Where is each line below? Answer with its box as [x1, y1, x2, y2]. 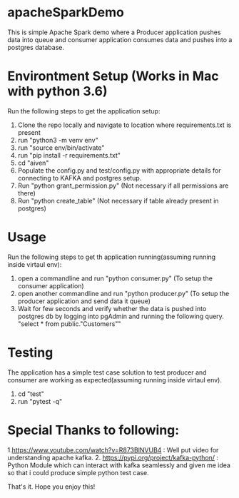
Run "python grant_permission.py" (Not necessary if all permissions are [17, 181, 229, 190]
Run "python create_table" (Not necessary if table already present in [17, 196, 219, 205]
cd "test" [17, 390, 44, 398]
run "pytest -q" [17, 397, 63, 405]
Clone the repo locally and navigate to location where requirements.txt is [17, 121, 232, 129]
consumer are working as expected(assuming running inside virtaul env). [7, 375, 223, 384]
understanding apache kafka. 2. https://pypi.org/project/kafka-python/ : [7, 453, 219, 462]
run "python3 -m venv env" [17, 136, 98, 144]
